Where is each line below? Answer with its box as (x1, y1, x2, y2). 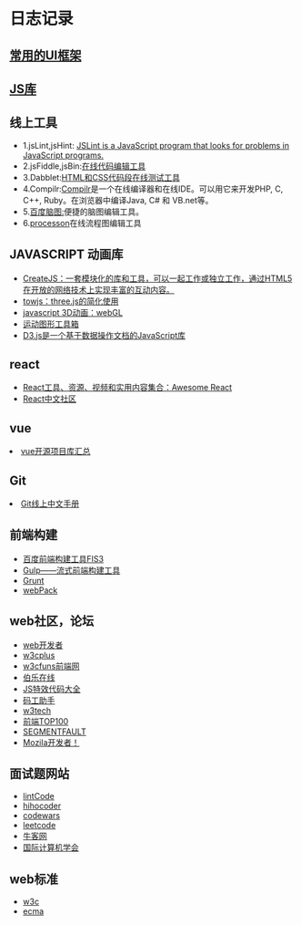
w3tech (22, 704, 52, 716)
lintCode (22, 791, 55, 802)
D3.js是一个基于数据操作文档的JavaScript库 (22, 329, 186, 340)
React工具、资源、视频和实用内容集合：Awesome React (22, 382, 233, 393)
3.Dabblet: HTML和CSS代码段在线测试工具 (22, 171, 180, 182)
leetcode (22, 820, 56, 831)
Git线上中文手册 (21, 498, 80, 509)
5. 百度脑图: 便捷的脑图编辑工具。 (22, 206, 144, 217)
